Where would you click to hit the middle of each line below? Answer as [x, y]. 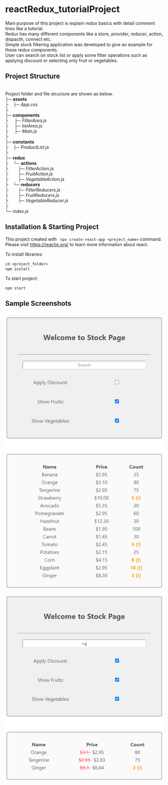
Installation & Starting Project [52, 227]
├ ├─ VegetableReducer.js [37, 200]
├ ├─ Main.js [21, 131]
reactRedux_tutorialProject [62, 9]
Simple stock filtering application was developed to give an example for [79, 44]
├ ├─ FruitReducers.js [32, 195]
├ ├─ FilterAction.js [30, 168]
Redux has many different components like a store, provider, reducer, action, [84, 34]
